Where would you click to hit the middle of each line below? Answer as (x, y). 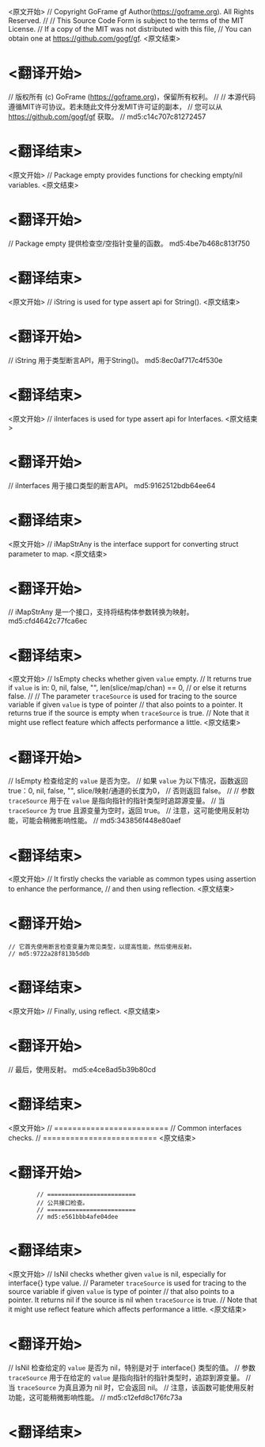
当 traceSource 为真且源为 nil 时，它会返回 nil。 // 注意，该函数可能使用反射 (131, 1387)
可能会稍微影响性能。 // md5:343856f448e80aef (102, 821)
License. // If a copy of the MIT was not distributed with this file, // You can (130, 29)
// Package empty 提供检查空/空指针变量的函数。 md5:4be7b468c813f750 (129, 243)
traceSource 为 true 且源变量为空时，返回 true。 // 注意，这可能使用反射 (125, 811)
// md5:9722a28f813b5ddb (49, 954)
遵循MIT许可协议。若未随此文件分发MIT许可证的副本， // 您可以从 (115, 106)
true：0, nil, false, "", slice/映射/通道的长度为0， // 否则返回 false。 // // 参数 (132, 791)
